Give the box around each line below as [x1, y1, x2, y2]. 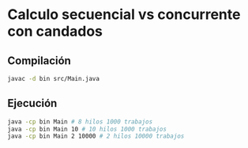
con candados [7, 22, 103, 40]
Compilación [7, 54, 72, 67]
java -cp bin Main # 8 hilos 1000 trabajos [7, 117, 153, 126]
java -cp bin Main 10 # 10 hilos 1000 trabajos [7, 125, 167, 133]
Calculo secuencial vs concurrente [7, 6, 241, 24]
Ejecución [7, 97, 58, 110]
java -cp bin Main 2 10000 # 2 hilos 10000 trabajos [7, 132, 185, 140]
